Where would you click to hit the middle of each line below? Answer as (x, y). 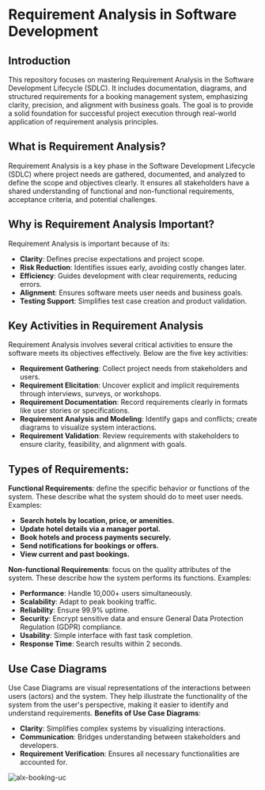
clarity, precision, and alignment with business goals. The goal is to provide (131, 105)
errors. (30, 284)
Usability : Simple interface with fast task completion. (106, 635)
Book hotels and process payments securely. (95, 537)
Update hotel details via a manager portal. (90, 529)
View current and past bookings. (75, 554)
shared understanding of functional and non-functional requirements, (121, 191)
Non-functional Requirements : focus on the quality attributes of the (119, 570)
